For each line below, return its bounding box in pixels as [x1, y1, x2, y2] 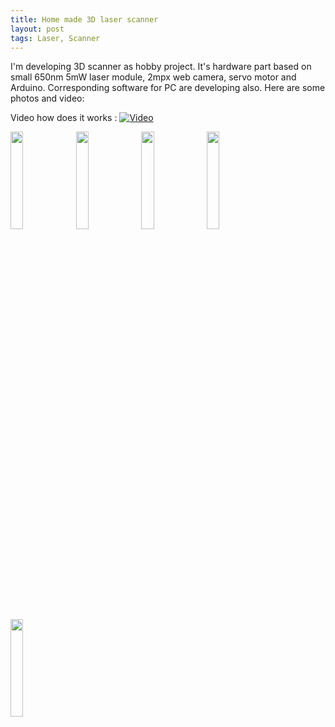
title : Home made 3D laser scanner [10, 14, 159, 25]
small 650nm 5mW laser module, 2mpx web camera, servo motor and [10, 71, 297, 83]
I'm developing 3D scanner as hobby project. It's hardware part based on [10, 61, 312, 73]
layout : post [10, 24, 65, 34]
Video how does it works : [10, 112, 118, 124]
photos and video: [10, 92, 85, 105]
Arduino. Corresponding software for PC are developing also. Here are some [10, 82, 326, 94]
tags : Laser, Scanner [10, 33, 101, 43]
